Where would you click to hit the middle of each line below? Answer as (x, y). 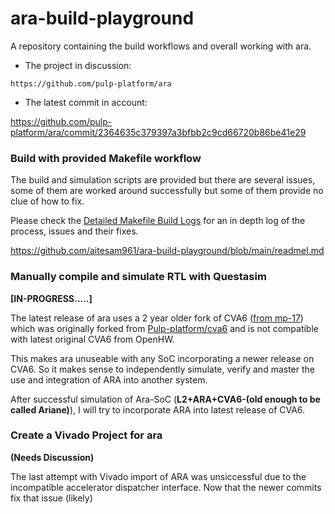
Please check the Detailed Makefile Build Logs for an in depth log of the (158, 221)
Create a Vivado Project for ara (86, 435)
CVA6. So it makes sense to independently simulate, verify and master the (162, 369)
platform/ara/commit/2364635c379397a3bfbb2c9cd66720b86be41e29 (158, 132)
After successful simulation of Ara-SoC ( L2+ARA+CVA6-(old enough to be (165, 399)
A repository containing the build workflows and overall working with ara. (161, 46)
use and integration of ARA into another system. (109, 379)
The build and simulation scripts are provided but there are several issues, (163, 180)
